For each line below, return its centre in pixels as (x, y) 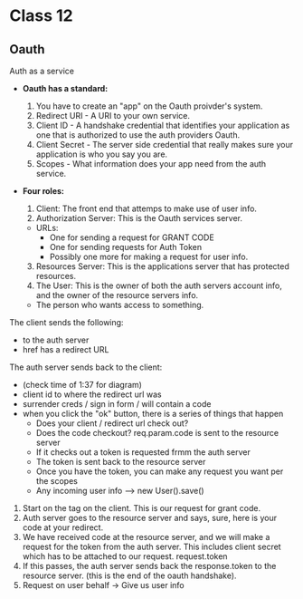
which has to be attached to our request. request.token (125, 556)
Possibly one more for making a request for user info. (149, 256)
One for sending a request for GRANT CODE (132, 237)
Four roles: (43, 191)
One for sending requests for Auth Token (126, 247)
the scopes (57, 481)
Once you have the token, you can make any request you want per (160, 471)
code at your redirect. (63, 527)
